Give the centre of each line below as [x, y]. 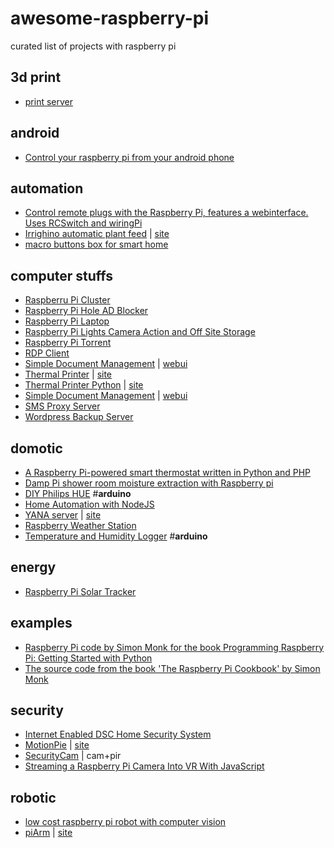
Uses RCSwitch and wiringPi [83, 223]
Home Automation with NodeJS [89, 504]
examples [41, 623]
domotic [36, 448]
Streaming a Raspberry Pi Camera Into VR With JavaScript [144, 766]
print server [49, 101]
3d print [36, 77]
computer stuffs [61, 275]
